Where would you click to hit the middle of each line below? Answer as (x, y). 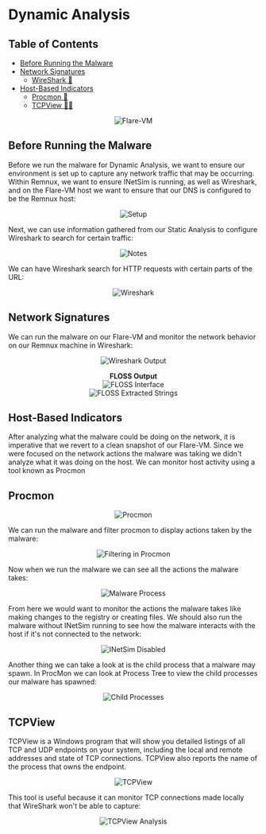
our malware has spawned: (52, 682)
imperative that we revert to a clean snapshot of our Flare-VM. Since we (126, 445)
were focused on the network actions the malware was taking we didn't (125, 454)
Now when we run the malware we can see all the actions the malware (123, 569)
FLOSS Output (133, 376)
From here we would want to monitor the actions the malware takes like (125, 609)
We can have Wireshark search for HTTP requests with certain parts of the (130, 269)
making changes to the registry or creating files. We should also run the (125, 617)
